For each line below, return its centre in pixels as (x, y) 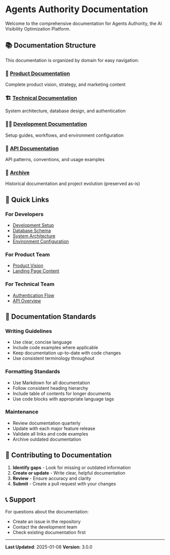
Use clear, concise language (42, 342)
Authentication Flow (33, 295)
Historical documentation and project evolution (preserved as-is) (73, 183)
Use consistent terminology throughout (53, 358)
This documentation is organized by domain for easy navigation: (72, 60)
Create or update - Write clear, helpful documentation (69, 473)
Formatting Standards (33, 372)
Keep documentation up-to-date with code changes (67, 353)
